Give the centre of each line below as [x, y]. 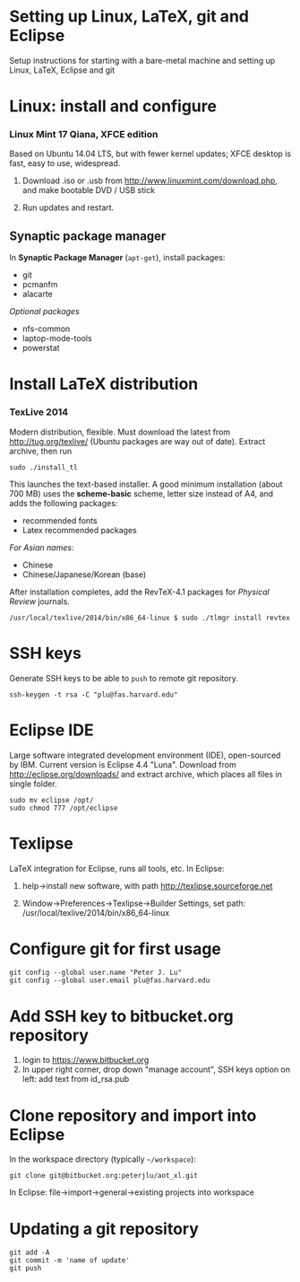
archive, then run [41, 451]
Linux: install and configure [113, 106]
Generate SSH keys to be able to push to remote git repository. [124, 678]
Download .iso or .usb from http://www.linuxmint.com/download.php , [150, 180]
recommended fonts [60, 520]
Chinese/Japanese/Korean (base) [84, 574]
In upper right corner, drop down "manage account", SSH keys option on [156, 1069]
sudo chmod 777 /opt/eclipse [64, 808]
